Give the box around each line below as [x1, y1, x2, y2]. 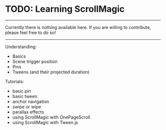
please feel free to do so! [5, 30, 56, 35]
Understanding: [5, 43, 37, 50]
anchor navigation [12, 98, 49, 104]
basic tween [12, 93, 38, 99]
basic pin [12, 88, 31, 94]
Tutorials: [5, 78, 24, 84]
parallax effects [12, 109, 44, 115]
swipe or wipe [12, 103, 41, 109]
